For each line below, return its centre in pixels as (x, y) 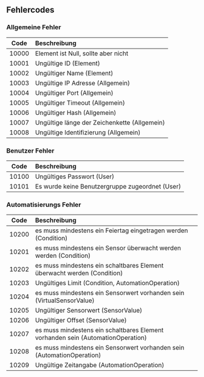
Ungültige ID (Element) (67, 63)
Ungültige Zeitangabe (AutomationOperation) (100, 365)
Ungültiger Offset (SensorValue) (81, 320)
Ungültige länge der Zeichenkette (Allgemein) (100, 122)
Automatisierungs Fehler (44, 204)
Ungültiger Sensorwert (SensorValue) (89, 311)
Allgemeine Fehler (34, 27)
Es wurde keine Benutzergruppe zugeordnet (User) (108, 186)
